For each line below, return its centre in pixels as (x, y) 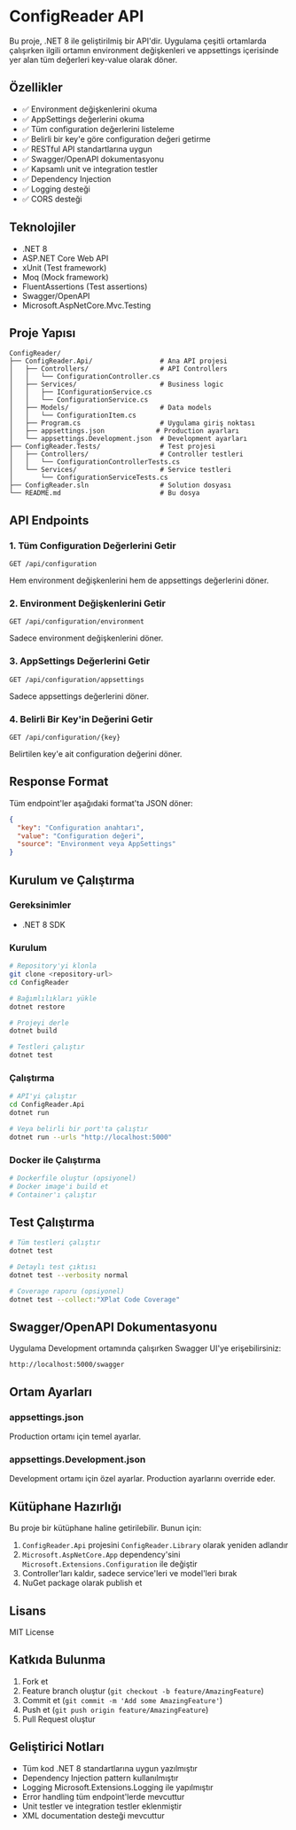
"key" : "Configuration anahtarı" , (81, 828)
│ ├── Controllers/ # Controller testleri (126, 454)
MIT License (32, 1632)
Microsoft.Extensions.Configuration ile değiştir (109, 1564)
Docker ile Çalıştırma (55, 1159)
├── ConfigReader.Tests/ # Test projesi (113, 447)
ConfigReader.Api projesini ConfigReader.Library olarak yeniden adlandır (155, 1545)
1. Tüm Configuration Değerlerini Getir (93, 546)
